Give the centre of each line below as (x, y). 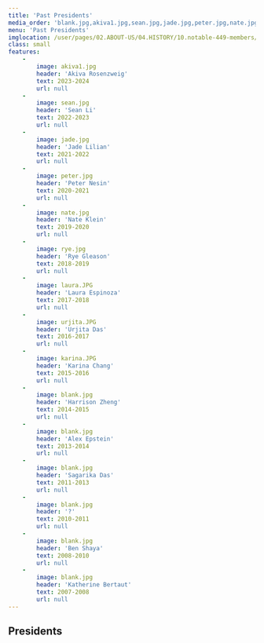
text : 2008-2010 (63, 555)
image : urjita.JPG (66, 322)
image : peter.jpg (64, 176)
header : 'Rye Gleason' (73, 256)
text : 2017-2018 (63, 300)
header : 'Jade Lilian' (73, 147)
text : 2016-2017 (63, 337)
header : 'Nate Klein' (72, 220)
